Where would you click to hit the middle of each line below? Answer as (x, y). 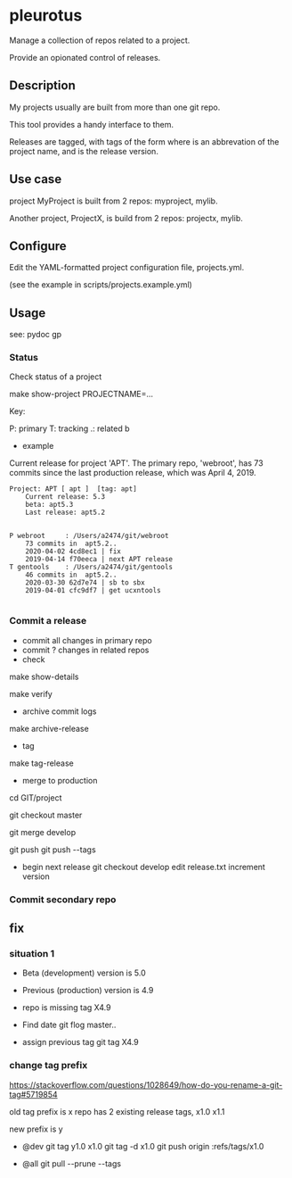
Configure (38, 246)
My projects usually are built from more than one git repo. (115, 107)
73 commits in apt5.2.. (71, 544)
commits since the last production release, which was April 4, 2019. (133, 473)
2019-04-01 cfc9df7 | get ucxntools (93, 591)
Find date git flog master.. (69, 1025)
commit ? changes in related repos (85, 650)
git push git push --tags (53, 850)
